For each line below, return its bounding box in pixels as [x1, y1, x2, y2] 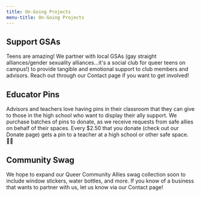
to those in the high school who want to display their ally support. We [6, 112, 177, 119]
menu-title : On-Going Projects [6, 14, 85, 20]
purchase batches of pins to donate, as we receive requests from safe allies [6, 118, 194, 125]
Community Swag [6, 155, 75, 165]
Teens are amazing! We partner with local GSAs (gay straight [6, 52, 157, 60]
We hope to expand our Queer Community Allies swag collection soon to [6, 170, 186, 178]
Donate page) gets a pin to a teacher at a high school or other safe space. [6, 131, 189, 139]
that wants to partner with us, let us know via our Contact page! [6, 183, 164, 190]
